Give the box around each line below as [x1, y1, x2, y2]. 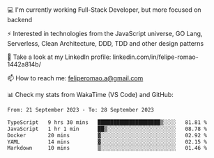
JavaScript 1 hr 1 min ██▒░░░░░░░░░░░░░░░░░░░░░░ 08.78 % [7, 125, 208, 132]
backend [7, 16, 33, 24]
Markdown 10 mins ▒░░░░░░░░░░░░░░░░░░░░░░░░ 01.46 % [7, 145, 208, 152]
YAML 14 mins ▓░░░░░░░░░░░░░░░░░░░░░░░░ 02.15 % [7, 138, 208, 146]
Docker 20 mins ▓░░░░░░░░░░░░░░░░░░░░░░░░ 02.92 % [7, 132, 208, 139]
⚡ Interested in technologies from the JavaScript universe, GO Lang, [7, 30, 203, 37]
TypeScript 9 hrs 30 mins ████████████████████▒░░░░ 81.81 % [7, 119, 208, 126]
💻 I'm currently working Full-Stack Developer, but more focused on [7, 6, 201, 14]
